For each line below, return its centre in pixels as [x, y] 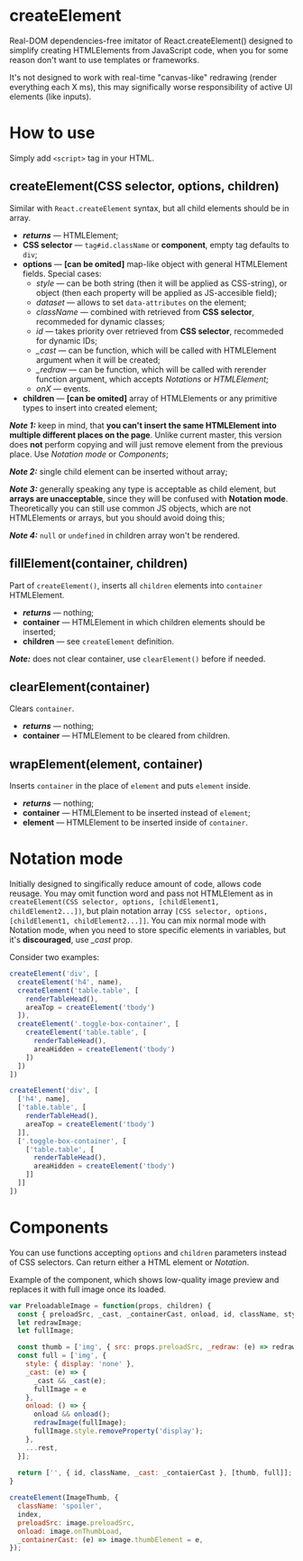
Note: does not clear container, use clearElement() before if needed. [138, 659]
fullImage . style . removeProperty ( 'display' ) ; [118, 1431]
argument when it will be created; [98, 360]
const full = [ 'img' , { [62, 1356]
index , [30, 1514]
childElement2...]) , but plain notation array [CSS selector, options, [139, 911]
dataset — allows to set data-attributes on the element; [141, 302]
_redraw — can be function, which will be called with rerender [151, 369]
